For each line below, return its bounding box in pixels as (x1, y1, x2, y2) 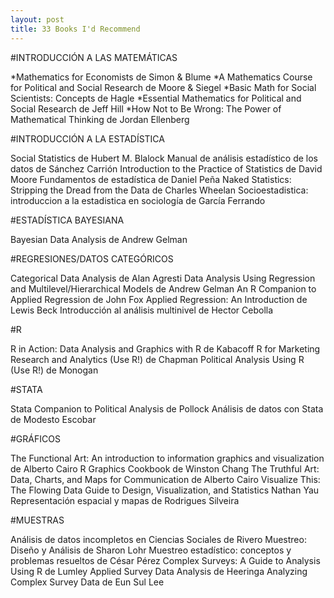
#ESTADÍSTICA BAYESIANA (10, 214, 125, 226)
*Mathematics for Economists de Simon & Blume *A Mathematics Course (10, 71, 313, 83)
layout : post (10, 14, 65, 25)
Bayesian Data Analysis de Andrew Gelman (10, 233, 188, 245)
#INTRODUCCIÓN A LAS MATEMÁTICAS (10, 51, 178, 63)
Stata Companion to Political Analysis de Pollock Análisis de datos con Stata (10, 402, 324, 415)
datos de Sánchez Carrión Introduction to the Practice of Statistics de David (10, 162, 323, 175)
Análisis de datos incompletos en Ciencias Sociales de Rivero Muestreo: (10, 533, 307, 545)
